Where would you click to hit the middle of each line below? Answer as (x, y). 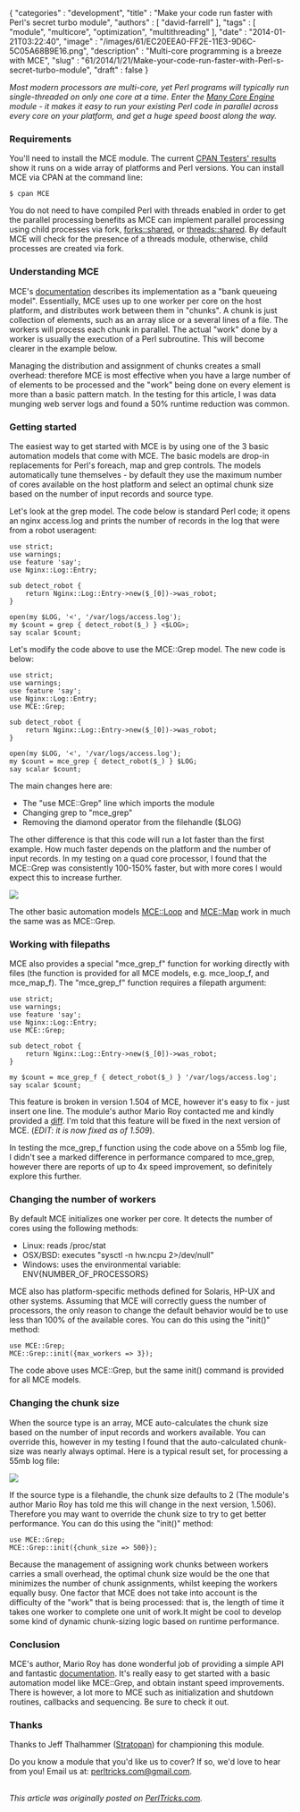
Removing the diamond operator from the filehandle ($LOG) (132, 821)
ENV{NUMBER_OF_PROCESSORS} (85, 1274)
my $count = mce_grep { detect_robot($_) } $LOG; (104, 761)
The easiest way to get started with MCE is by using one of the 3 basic (139, 446)
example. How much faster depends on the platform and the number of (140, 848)
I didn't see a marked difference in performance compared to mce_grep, (142, 1157)
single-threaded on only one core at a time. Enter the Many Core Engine (142, 97)
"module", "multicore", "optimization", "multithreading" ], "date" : (128, 32)
